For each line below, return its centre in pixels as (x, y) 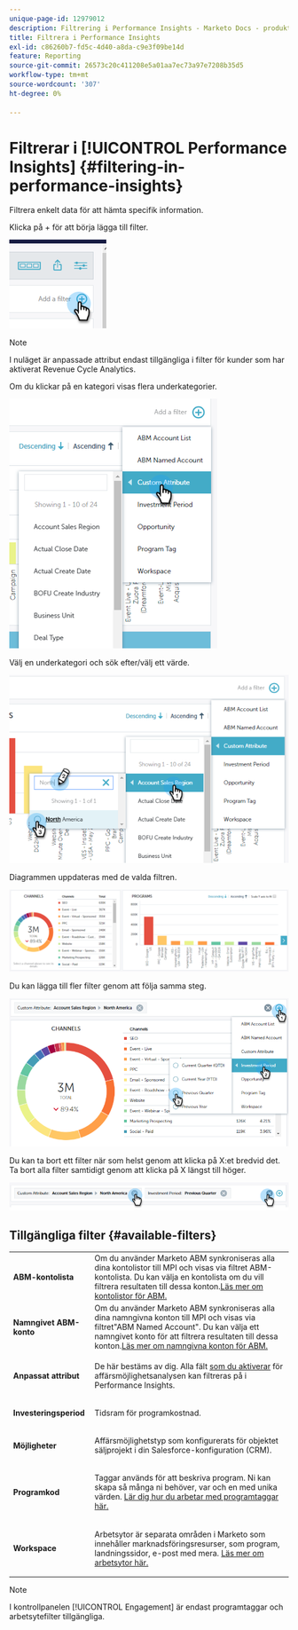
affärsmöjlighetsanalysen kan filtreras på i (170, 1375)
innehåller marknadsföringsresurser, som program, (187, 1543)
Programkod (36, 1492)
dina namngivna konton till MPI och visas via (175, 1318)
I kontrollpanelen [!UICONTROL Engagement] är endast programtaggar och (146, 1607)
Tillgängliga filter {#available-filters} (113, 1235)
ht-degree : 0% (35, 93)
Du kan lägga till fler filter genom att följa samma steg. (108, 986)
